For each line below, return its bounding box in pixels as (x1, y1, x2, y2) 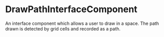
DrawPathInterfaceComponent (5, 4, 138, 15)
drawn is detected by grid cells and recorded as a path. (5, 25, 120, 31)
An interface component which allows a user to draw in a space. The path (5, 20, 159, 26)
